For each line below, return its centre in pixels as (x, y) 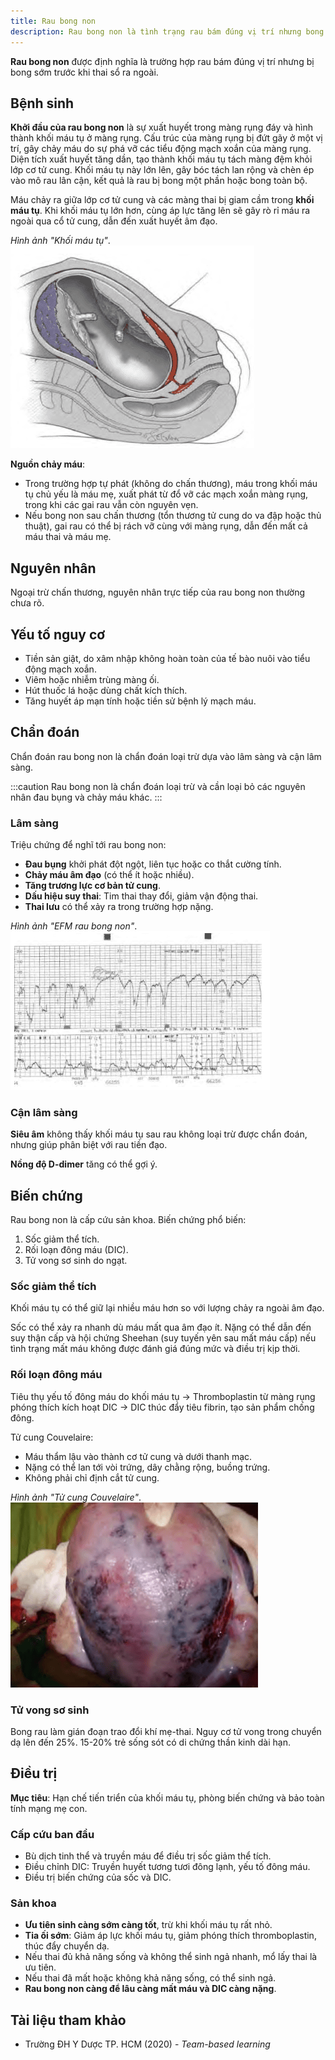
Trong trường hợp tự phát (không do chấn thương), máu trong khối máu (171, 484)
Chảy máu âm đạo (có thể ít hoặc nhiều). (109, 875)
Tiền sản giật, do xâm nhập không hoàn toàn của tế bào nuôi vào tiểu (167, 658)
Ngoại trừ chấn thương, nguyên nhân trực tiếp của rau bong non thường (158, 592)
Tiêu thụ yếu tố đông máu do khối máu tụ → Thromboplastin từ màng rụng (163, 1396)
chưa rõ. (27, 603)
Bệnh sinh (42, 103)
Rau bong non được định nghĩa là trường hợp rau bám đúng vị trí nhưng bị (162, 61)
